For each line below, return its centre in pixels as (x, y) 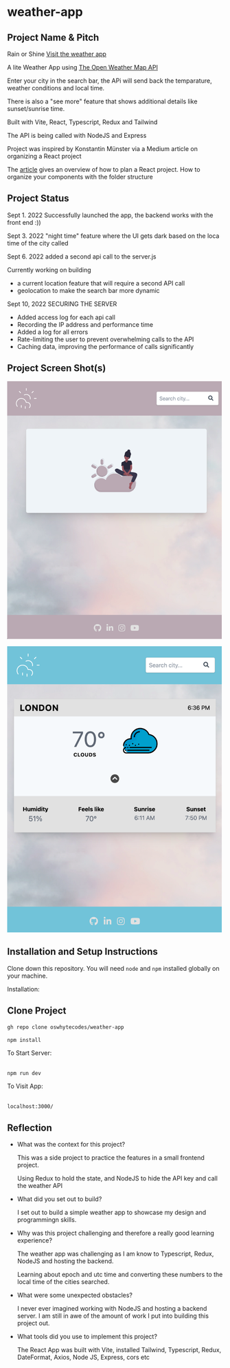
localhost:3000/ (30, 1107)
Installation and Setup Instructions (82, 952)
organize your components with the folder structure (80, 177)
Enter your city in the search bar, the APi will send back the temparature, (110, 81)
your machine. (27, 976)
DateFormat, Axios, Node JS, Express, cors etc (83, 1357)
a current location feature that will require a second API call (101, 283)
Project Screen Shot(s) (57, 369)
